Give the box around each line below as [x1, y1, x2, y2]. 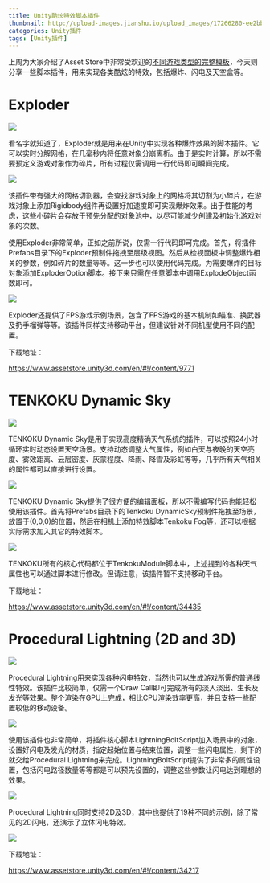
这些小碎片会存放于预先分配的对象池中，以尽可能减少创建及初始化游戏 [22, 211, 255, 221]
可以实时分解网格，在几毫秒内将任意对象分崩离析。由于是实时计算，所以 [8, 149, 247, 158]
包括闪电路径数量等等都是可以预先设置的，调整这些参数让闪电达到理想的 [22, 765, 262, 775]
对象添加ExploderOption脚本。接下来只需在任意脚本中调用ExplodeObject [8, 268, 249, 278]
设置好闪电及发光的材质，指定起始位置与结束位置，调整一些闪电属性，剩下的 [8, 745, 262, 755]
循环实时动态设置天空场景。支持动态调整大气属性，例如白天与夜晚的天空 [8, 444, 247, 454]
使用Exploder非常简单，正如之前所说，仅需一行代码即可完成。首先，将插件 [8, 238, 256, 247]
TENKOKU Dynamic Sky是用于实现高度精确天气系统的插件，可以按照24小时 [8, 435, 259, 444]
